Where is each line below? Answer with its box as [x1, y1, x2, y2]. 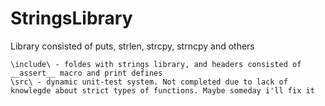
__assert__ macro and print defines [10, 68, 163, 78]
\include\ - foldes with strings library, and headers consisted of [10, 59, 302, 69]
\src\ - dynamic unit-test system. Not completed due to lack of [10, 77, 288, 87]
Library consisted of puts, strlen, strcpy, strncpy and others [10, 40, 255, 52]
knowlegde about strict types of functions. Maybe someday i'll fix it [10, 85, 315, 96]
